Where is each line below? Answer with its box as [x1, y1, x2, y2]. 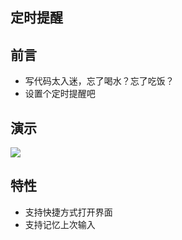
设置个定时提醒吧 [24, 88, 96, 100]
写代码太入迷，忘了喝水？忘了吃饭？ [24, 75, 175, 87]
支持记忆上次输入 [24, 218, 96, 230]
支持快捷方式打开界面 [24, 206, 113, 218]
